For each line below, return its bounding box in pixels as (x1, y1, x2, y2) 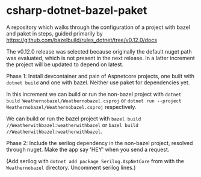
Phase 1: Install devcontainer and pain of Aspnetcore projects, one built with (6, 72, 194, 79)
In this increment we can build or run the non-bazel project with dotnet (6, 90, 182, 98)
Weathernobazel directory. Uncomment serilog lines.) (6, 164, 136, 171)
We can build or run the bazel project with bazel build (6, 115, 141, 122)
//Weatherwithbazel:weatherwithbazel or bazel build (6, 121, 138, 128)
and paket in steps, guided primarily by (6, 29, 104, 37)
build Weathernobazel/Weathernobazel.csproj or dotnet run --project (6, 97, 182, 104)
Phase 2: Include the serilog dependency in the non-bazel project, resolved (6, 139, 193, 146)
